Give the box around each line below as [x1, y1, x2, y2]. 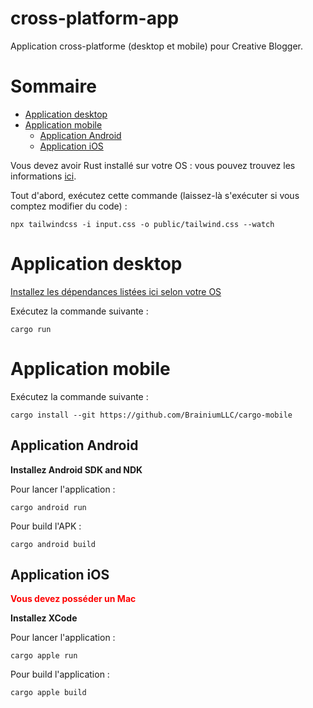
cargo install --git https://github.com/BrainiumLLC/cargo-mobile [10, 410, 293, 420]
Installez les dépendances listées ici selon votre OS [10, 285, 222, 297]
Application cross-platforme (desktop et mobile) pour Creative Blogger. [10, 40, 303, 52]
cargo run [10, 324, 52, 334]
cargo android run [10, 502, 87, 512]
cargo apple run [10, 651, 78, 661]
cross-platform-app [10, 7, 180, 30]
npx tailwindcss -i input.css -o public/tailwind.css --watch [10, 219, 275, 229]
